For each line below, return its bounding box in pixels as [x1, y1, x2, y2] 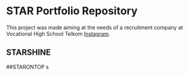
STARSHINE [6, 48, 51, 58]
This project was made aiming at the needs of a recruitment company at [6, 24, 183, 31]
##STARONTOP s [6, 63, 49, 70]
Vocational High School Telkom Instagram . [6, 30, 110, 37]
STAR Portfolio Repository [6, 4, 138, 18]
